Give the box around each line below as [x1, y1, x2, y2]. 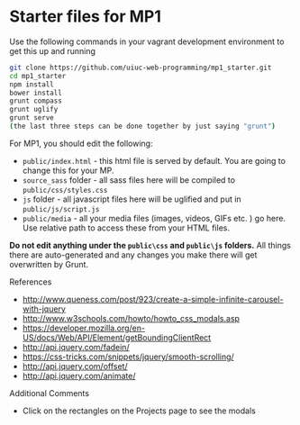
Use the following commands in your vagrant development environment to [9, 36, 285, 47]
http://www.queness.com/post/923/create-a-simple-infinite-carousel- [22, 294, 284, 304]
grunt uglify [9, 105, 59, 114]
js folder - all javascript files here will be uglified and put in [22, 194, 241, 204]
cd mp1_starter [9, 71, 67, 80]
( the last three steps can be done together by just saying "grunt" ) [9, 122, 277, 131]
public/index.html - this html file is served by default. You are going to [22, 155, 286, 166]
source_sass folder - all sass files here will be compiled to [22, 174, 236, 185]
